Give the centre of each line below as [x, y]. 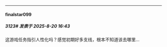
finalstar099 [18, 14]
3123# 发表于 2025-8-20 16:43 [38, 26]
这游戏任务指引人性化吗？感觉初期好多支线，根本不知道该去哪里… [73, 39]
